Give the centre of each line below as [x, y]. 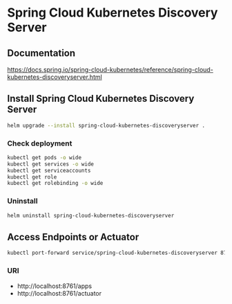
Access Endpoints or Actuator [73, 237]
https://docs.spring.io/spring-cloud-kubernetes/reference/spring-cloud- [110, 70]
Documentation [41, 53]
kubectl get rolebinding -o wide [55, 184]
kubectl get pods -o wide [44, 157]
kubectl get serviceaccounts [49, 170]
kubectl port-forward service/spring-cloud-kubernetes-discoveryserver [112, 253]
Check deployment [40, 143]
